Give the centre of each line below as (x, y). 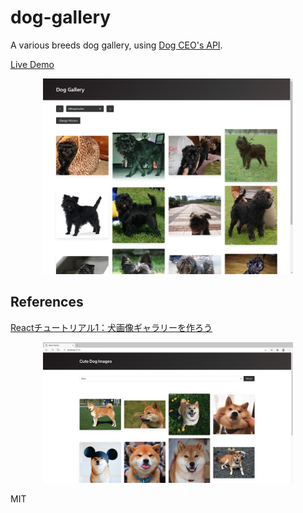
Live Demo (32, 64)
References (47, 302)
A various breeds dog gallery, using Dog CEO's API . (116, 45)
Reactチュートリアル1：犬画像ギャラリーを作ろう (111, 327)
